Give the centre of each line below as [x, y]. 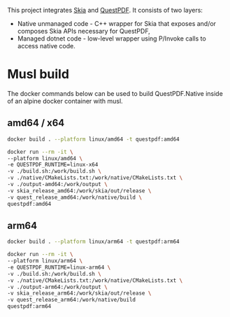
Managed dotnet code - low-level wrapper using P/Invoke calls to [112, 38]
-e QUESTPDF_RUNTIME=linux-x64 [53, 165]
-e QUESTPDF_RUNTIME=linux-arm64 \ [59, 267]
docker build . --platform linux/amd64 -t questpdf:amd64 [93, 139]
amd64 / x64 [36, 123]
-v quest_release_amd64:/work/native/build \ [74, 197]
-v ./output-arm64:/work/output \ [58, 287]
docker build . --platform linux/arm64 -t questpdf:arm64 [93, 242]
